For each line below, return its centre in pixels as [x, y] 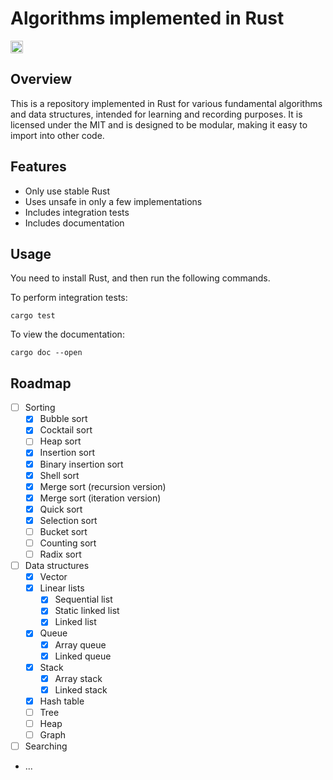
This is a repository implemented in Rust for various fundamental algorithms [166, 103]
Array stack [78, 678]
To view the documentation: [67, 334]
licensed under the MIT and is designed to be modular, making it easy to [159, 124]
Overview [41, 79]
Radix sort [60, 554]
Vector [53, 577]
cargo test [33, 316]
